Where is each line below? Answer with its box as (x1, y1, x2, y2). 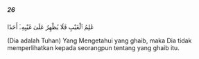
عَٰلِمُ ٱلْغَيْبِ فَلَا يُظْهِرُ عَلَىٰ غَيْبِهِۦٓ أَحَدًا (7, 23, 94, 31)
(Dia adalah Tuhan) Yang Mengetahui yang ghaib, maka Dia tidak (7, 36, 192, 45)
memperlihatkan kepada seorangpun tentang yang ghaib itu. (7, 43, 180, 51)
